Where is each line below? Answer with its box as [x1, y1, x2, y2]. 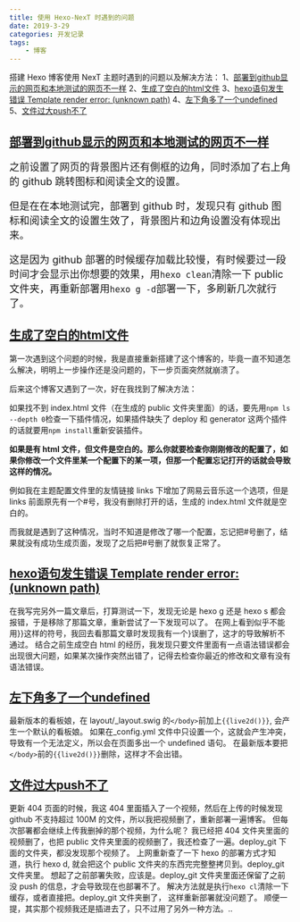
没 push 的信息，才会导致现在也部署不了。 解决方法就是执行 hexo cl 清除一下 [9, 881, 289, 892]
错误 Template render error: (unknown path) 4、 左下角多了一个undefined [9, 95, 279, 105]
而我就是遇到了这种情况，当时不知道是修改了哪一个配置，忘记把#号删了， [9, 526, 280, 537]
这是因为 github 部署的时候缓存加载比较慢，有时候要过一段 [9, 253, 287, 266]
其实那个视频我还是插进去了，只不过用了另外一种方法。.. [24, 903, 234, 914]
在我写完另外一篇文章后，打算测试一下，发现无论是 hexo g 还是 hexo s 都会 [9, 605, 287, 616]
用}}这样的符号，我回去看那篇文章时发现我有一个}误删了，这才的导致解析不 [9, 627, 286, 639]
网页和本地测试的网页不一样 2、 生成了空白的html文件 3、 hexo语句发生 [24, 83, 284, 94]
